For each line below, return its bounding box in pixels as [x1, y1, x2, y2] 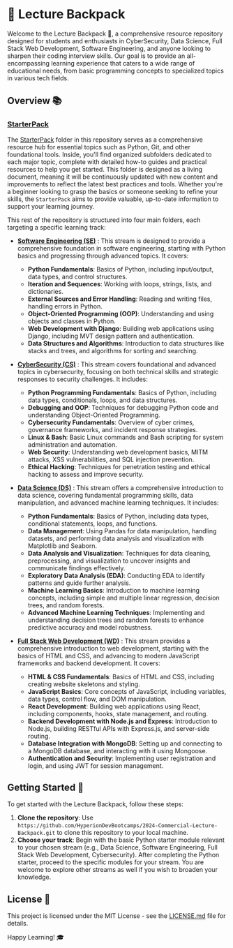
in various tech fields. [7, 73, 69, 82]
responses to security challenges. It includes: [17, 375, 148, 383]
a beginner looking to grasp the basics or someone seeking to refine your [7, 187, 218, 195]
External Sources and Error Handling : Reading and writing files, [27, 295, 213, 303]
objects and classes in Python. [27, 317, 116, 325]
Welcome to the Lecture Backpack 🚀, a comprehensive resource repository [7, 29, 223, 38]
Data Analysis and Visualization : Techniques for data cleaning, [27, 549, 211, 557]
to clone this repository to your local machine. [57, 829, 188, 837]
